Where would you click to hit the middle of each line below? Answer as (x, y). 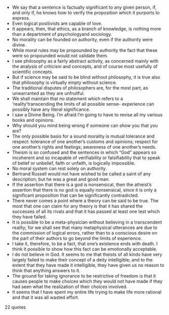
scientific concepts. (33, 72)
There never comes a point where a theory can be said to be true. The (85, 201)
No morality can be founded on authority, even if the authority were (82, 39)
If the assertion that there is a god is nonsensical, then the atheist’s (82, 185)
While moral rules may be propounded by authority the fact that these (85, 50)
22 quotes (15, 307)
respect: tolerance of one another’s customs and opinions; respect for (85, 142)
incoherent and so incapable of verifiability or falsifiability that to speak (86, 158)
